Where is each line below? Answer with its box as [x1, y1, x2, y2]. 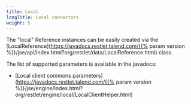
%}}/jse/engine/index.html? [14, 85, 83, 92]
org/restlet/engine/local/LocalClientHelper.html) [14, 91, 133, 99]
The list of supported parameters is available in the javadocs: [6, 60, 157, 68]
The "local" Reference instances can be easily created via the [6, 36, 159, 44]
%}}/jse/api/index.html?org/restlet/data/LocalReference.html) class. [6, 49, 174, 56]
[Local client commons [14, 72, 72, 79]
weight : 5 [6, 20, 31, 26]
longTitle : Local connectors [6, 14, 79, 20]
